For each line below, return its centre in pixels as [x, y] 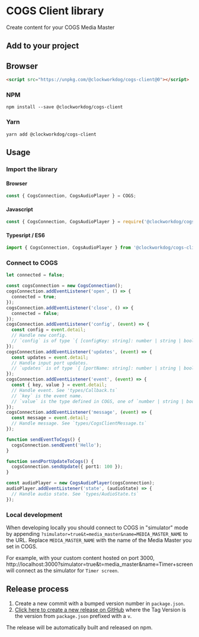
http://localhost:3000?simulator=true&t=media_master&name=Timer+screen [99, 564]
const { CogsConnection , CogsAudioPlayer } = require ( [75, 222]
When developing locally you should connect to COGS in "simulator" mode [97, 527]
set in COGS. [22, 546]
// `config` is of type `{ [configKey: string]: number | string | [97, 341]
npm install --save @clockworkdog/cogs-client [65, 107]
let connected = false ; [36, 275]
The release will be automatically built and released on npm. [79, 627]
